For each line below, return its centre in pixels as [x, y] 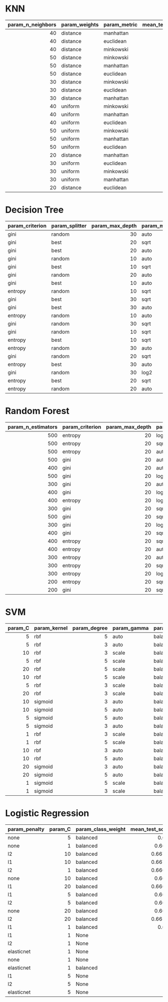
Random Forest [37, 411]
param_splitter [69, 226]
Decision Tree [34, 210]
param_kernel [51, 628]
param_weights [80, 25]
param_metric [120, 25]
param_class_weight [101, 829]
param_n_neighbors [32, 25]
